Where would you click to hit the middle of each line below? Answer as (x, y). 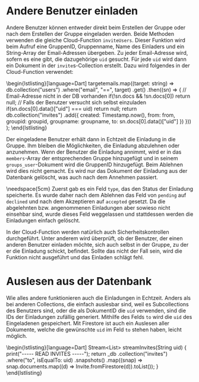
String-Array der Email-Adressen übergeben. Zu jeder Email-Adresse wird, (97, 52)
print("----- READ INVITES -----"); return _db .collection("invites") (87, 353)
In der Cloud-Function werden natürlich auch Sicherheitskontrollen (88, 232)
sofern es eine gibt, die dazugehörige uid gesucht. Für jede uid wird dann (97, 59)
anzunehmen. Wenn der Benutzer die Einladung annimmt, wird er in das (94, 152)
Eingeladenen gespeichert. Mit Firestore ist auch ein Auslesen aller (88, 323)
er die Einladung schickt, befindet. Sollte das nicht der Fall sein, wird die (94, 251)
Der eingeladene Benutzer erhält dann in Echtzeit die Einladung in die (91, 139)
